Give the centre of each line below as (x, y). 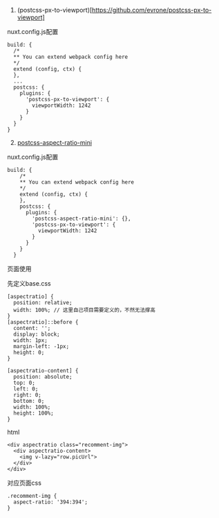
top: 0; (25, 383)
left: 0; (26, 389)
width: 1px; (31, 340)
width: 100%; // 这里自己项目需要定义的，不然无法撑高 (84, 310)
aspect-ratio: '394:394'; (51, 502)
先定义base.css (29, 283)
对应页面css (24, 483)
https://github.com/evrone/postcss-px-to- (152, 10)
